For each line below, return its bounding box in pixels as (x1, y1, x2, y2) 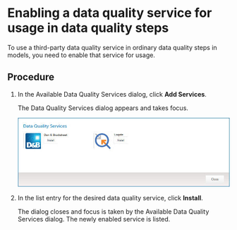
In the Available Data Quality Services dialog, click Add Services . (17, 90, 207, 98)
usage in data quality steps (7, 20, 169, 36)
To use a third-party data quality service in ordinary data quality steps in (7, 43, 217, 52)
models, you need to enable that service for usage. (7, 51, 155, 59)
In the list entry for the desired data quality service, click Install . (17, 193, 203, 202)
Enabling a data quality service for (7, 5, 212, 21)
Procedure (7, 71, 55, 83)
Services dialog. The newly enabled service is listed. (17, 214, 171, 223)
